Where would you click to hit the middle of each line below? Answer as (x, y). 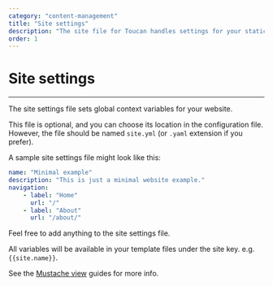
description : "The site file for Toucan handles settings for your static (138, 31)
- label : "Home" (51, 195)
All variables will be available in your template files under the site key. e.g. (132, 249)
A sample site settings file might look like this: (84, 158)
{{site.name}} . (33, 258)
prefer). (21, 142)
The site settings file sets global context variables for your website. (121, 109)
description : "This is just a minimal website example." (107, 180)
